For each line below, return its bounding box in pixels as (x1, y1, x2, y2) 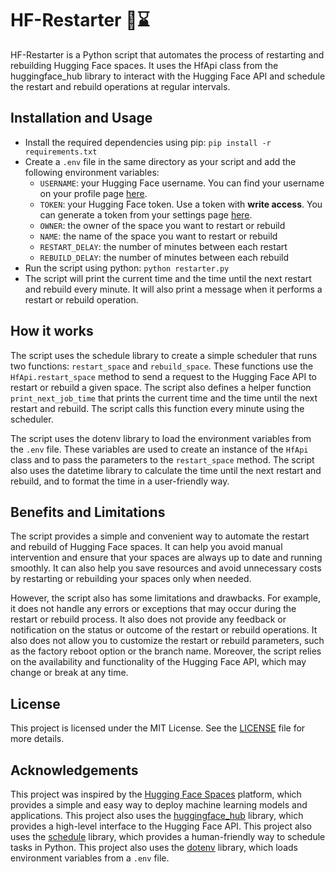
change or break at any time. (10, 667, 129, 679)
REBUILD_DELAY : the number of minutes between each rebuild (39, 251, 290, 263)
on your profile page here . (39, 187, 148, 199)
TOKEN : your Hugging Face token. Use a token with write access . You (39, 198, 323, 210)
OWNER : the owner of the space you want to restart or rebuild (39, 219, 286, 231)
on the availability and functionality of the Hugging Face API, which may (10, 656, 307, 668)
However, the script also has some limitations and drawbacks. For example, (10, 592, 321, 604)
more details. (10, 733, 65, 745)
